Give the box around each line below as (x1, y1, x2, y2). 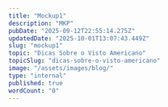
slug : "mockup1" (8, 42, 63, 50)
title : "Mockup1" (8, 11, 67, 20)
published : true (8, 79, 63, 87)
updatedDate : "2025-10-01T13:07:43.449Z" (8, 34, 150, 43)
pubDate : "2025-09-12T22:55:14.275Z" (8, 27, 136, 35)
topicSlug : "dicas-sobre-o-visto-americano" (8, 57, 161, 65)
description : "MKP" (8, 19, 74, 27)
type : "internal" (8, 72, 67, 80)
